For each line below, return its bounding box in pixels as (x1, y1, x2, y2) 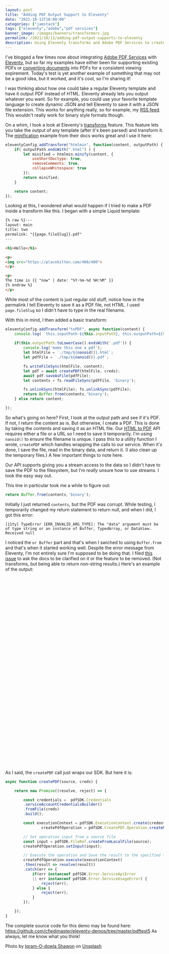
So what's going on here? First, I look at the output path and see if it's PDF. (5, 414, 160, 421)
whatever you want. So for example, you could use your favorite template (5, 96, 157, 102)
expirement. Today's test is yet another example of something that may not (5, 70, 160, 76)
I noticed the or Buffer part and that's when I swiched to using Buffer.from (5, 539, 162, 545)
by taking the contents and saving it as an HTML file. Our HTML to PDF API (5, 425, 160, 431)
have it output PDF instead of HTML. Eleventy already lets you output (5, 90, 148, 96)
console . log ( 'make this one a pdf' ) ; (23, 345, 102, 350)
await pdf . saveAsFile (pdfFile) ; (23, 373, 92, 378)
